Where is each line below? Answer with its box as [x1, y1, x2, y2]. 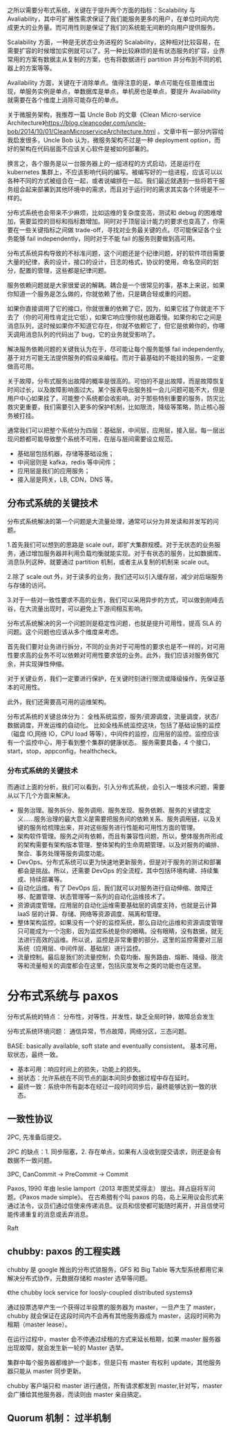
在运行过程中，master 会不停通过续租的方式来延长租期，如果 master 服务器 [7, 1335, 221, 1343]
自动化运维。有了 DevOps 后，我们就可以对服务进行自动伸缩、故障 [17, 884, 207, 893]
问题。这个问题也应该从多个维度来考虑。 [7, 627, 122, 636]
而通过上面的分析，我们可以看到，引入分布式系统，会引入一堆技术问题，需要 [7, 783, 225, 791]
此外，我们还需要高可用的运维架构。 [7, 697, 110, 706]
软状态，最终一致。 [7, 1051, 62, 1059]
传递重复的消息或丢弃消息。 [12, 1210, 92, 1218]
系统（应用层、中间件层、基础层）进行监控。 [17, 944, 145, 953]
